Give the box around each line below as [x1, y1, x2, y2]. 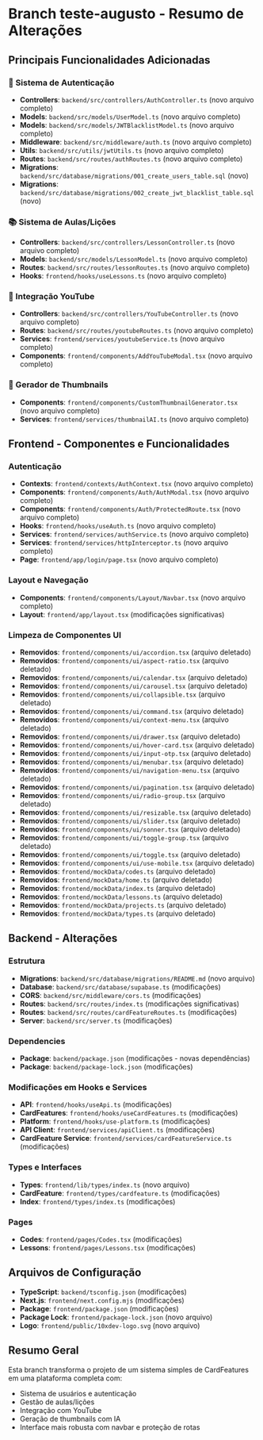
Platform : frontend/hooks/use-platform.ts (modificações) [19, 1116, 211, 1127]
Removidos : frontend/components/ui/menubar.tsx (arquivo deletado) [19, 757, 244, 766]
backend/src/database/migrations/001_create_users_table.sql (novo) [19, 171, 250, 180]
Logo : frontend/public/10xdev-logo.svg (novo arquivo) [19, 1320, 200, 1330]
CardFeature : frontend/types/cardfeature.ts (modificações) [19, 1188, 220, 1198]
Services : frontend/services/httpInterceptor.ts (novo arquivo [19, 538, 229, 547]
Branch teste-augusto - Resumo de [8, 5, 244, 23]
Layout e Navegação [8, 574, 89, 586]
